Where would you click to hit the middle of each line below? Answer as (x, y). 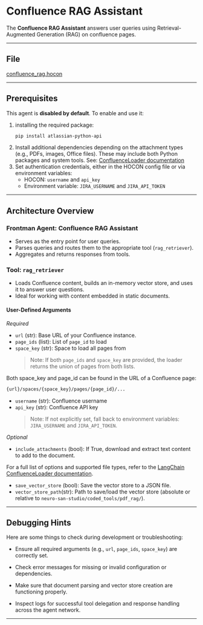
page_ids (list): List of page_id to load (61, 341)
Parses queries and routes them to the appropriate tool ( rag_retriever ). (104, 248)
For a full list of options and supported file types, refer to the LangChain (95, 467)
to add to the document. (45, 455)
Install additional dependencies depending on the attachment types (99, 147)
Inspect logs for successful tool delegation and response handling (97, 604)
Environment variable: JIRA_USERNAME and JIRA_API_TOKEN (95, 186)
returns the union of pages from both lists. (83, 366)
